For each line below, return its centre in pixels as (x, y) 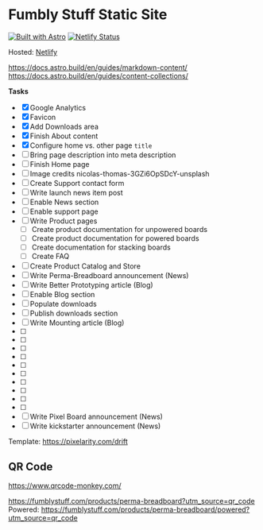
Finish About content (64, 136)
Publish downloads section (74, 313)
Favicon (43, 117)
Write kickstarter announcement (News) (95, 426)
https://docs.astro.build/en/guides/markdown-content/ (98, 67)
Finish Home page (60, 164)
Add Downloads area (64, 126)
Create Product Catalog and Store (85, 266)
